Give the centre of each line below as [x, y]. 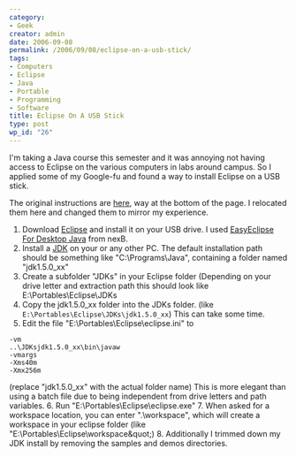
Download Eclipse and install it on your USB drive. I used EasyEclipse [148, 229]
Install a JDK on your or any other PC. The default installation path [142, 248]
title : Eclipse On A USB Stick [67, 116]
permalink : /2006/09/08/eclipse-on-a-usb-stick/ [100, 50]
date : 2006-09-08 [41, 42]
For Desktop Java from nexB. [75, 239]
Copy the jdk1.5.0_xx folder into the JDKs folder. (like [118, 304]
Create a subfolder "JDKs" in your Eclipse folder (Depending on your [146, 276]
